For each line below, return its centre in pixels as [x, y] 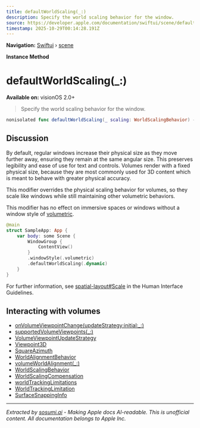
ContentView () [55, 247]
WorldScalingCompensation [49, 376]
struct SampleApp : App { [37, 230]
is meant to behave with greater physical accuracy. [69, 178]
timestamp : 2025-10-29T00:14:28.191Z [53, 28]
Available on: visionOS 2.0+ [41, 97]
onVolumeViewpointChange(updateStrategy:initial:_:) [79, 325]
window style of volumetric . [40, 214]
